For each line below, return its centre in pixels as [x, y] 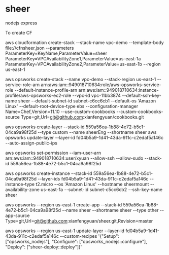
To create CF [19, 32]
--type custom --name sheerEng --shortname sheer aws [97, 132]
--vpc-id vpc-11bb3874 [96, 95]
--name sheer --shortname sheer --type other [110, 210]
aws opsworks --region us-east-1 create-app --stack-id [64, 205]
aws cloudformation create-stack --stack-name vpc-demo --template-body [84, 42]
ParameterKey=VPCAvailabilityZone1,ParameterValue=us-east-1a [73, 58]
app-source [18, 215]
